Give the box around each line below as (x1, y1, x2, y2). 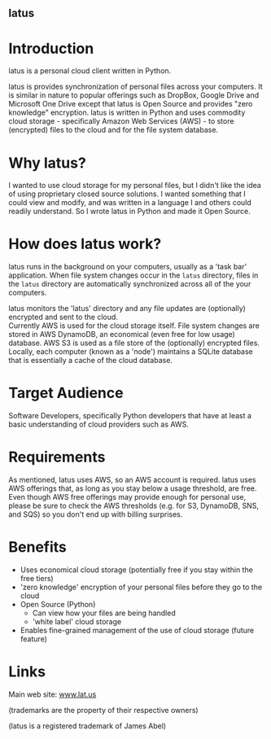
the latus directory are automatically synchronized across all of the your (8, 279, 251, 289)
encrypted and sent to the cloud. (8, 313, 118, 322)
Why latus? (8, 154, 87, 172)
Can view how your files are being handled (32, 608, 177, 618)
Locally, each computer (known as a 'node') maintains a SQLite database (8, 347, 254, 356)
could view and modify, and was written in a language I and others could (8, 198, 252, 208)
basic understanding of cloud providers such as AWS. (8, 419, 189, 430)
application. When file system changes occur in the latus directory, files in (8, 270, 259, 280)
